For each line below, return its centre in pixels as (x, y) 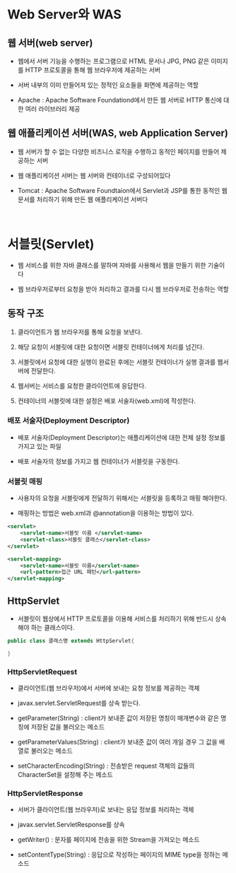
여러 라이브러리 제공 (53, 109)
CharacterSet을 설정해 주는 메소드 (65, 775)
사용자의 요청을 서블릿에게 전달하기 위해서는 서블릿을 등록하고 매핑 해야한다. (122, 498)
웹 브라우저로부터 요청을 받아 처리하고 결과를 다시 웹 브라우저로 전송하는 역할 (123, 289)
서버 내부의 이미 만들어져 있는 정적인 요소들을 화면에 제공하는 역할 (108, 85)
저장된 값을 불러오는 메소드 (67, 727)
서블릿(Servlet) (51, 244)
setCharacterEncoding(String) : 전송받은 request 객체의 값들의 (106, 766)
